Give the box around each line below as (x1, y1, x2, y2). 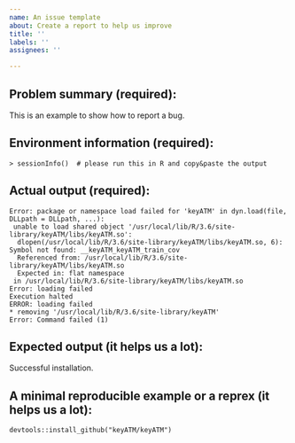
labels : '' (9, 37, 50, 47)
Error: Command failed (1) (9, 315, 109, 324)
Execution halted (9, 291, 74, 301)
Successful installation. (9, 362, 94, 373)
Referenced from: (17, 253, 82, 262)
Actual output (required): (9, 183, 151, 198)
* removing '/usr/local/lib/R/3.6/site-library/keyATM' (9, 307, 220, 316)
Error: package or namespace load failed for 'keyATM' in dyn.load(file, (9, 206, 288, 215)
